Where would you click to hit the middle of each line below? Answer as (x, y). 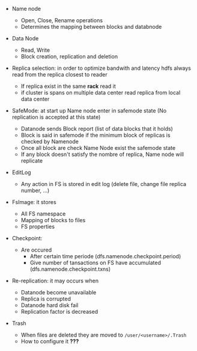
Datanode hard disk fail (50, 305)
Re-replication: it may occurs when (55, 281)
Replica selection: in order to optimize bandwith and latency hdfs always (101, 68)
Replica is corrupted (46, 299)
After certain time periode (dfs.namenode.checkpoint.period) (105, 256)
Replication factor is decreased (59, 312)
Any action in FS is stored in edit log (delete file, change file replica (104, 184)
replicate (32, 161)
